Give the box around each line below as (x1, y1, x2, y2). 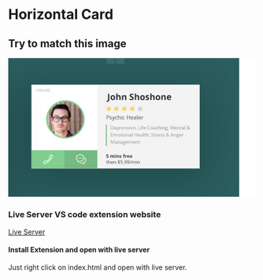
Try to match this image (8, 37, 127, 50)
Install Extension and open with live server (8, 245, 150, 255)
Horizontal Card (8, 6, 114, 24)
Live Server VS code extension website (8, 209, 161, 220)
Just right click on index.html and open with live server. (8, 262, 187, 272)
